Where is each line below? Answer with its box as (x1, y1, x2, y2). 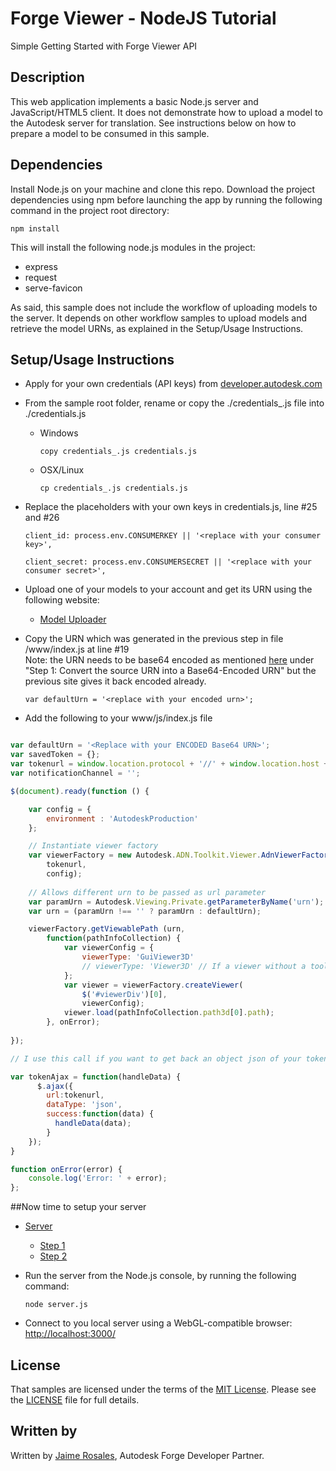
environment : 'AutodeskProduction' (46, 813, 199, 824)
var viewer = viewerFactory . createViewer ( (63, 980, 244, 990)
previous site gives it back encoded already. (24, 675, 207, 687)
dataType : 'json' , (46, 1100, 123, 1110)
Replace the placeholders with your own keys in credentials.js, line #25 (24, 501, 318, 513)
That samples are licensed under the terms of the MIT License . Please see (10, 1383, 317, 1395)
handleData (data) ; (54, 1118, 132, 1128)
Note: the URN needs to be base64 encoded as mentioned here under (24, 654, 315, 666)
